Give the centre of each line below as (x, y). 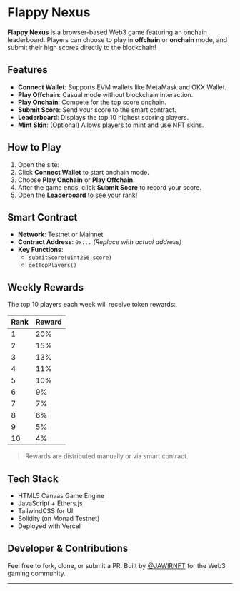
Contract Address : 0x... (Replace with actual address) (100, 242)
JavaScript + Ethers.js (50, 503)
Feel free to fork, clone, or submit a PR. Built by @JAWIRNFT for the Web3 (117, 565)
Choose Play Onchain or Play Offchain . (76, 180)
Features (27, 70)
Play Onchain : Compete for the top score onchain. (92, 102)
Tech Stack (33, 479)
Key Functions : (40, 250)
